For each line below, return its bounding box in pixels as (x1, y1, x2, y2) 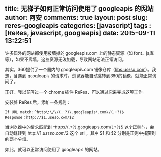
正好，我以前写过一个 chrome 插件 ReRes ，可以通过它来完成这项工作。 (5, 89, 147, 94)
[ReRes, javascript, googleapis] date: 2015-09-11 (5, 29, 155, 37)
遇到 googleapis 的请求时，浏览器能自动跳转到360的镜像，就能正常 (17, 72, 152, 78)
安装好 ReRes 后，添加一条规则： (5, 99, 71, 105)
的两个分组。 (5, 136, 31, 142)
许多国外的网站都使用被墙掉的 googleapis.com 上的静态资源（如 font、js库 (5, 50, 154, 56)
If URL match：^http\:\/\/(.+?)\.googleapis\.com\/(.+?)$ (5, 110, 124, 115)
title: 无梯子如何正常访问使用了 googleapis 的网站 (5, 4, 154, 13)
